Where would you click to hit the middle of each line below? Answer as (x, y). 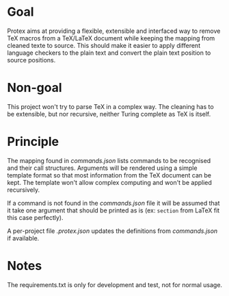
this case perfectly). (35, 217)
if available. (23, 238)
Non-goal (35, 88)
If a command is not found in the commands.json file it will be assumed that (113, 203)
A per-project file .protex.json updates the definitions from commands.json (112, 231)
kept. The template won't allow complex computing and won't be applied (109, 182)
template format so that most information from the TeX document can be (109, 175)
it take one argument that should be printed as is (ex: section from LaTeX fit (113, 210)
